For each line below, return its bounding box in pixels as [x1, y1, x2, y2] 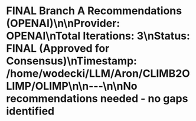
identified [6, 104, 55, 118]
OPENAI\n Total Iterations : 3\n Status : [6, 30, 191, 42]
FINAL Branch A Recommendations [6, 4, 182, 18]
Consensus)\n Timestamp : [6, 54, 138, 68]
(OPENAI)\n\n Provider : [6, 17, 120, 30]
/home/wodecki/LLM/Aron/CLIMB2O [6, 67, 190, 80]
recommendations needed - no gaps [6, 92, 188, 106]
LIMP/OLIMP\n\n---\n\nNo [6, 80, 138, 93]
